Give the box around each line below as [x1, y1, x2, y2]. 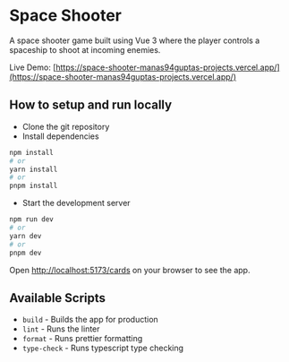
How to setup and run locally [9, 98, 173, 113]
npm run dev [9, 215, 54, 224]
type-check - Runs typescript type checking [21, 342, 184, 354]
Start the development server [21, 198, 132, 209]
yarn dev [9, 231, 42, 240]
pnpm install [9, 181, 58, 191]
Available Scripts [9, 290, 106, 306]
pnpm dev [9, 248, 42, 257]
